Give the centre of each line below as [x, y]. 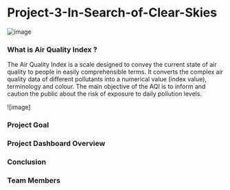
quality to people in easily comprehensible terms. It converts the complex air [115, 72]
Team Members [34, 180]
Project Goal [28, 125]
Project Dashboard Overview [56, 144]
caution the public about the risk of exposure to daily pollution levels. [105, 94]
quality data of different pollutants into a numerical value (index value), [107, 79]
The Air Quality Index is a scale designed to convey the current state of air [112, 65]
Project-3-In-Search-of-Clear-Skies [112, 13]
